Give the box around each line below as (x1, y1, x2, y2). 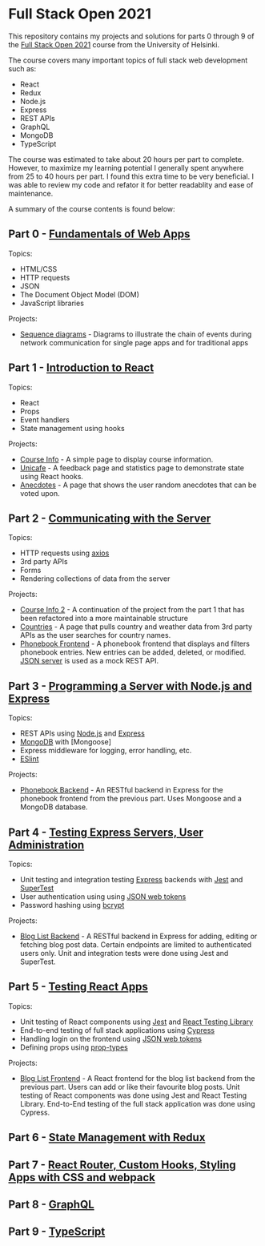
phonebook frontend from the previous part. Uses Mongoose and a (19, 794, 242, 804)
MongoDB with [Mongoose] (19, 737, 112, 747)
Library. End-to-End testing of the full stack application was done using (19, 1099, 255, 1108)
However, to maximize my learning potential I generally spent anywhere (8, 163, 244, 172)
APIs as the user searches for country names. (19, 631, 171, 640)
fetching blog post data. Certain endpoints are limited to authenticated (19, 940, 252, 950)
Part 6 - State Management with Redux (8, 1131, 206, 1144)
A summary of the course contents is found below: (8, 204, 175, 213)
